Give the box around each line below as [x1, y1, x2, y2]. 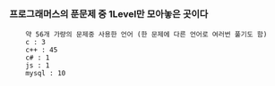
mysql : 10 [25, 69, 66, 78]
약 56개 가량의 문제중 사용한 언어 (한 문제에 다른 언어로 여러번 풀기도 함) [25, 30, 268, 39]
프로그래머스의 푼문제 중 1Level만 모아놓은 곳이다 [9, 7, 209, 20]
